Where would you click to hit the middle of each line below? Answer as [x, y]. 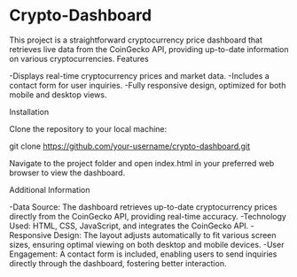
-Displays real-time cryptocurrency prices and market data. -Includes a [140, 75]
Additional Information [50, 189]
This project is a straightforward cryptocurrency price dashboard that [136, 40]
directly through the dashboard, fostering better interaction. [118, 263]
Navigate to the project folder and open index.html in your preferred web [142, 163]
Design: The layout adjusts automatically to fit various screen [165, 235]
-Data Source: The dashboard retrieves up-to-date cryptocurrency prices [143, 207]
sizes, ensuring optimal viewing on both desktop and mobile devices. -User [147, 244]
